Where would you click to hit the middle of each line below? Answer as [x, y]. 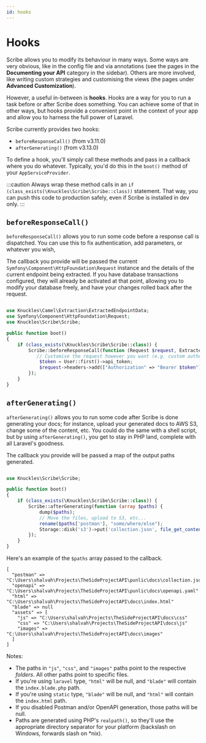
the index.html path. [41, 701]
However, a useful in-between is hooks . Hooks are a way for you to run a [99, 97]
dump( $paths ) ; [57, 512]
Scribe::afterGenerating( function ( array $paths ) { [96, 507]
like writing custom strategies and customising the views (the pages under [100, 79]
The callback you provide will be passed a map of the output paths [90, 455]
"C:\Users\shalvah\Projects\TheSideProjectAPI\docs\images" [85, 634]
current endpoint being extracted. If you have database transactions [93, 275]
